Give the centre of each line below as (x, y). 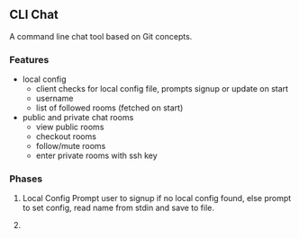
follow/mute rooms (71, 146)
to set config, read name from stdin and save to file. (118, 208)
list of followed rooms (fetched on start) (109, 108)
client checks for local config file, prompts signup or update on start (162, 89)
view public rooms (70, 127)
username (54, 99)
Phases (26, 179)
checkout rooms (66, 137)
